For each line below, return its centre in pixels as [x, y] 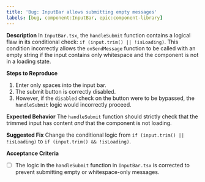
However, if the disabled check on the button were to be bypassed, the [105, 98]
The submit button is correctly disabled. [65, 91]
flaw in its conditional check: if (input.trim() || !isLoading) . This [92, 42]
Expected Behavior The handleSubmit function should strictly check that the [102, 116]
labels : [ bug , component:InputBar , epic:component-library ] [85, 18]
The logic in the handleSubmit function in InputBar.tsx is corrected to [102, 165]
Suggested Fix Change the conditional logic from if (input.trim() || [95, 135]
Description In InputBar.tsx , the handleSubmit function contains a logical [99, 35]
